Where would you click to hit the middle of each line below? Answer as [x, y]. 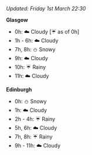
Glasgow [17, 20]
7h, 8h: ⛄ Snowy [35, 49]
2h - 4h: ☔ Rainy [35, 119]
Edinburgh [19, 90]
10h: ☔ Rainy [30, 67]
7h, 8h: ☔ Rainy [33, 137]
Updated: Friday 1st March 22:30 [46, 9]
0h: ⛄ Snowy [30, 101]
